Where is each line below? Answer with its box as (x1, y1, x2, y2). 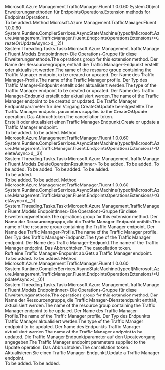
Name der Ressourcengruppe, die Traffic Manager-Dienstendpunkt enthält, (5, 297, 158, 303)
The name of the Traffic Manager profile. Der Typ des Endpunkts (19, 313, 150, 319)
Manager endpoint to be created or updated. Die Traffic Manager (5, 98, 137, 104)
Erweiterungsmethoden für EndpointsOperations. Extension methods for (5, 9, 151, 15)
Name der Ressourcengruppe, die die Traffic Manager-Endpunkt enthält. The (5, 219, 160, 224)
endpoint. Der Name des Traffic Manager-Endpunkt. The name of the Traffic (5, 240, 159, 245)
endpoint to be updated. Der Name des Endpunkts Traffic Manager (5, 324, 141, 329)
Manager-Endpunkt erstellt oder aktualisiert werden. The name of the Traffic (5, 93, 159, 99)
